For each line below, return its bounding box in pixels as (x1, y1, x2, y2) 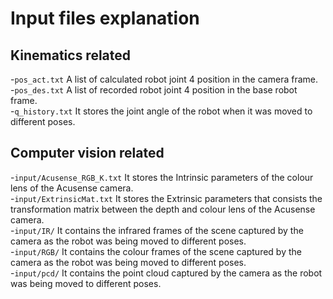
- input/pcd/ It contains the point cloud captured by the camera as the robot (10, 267, 323, 279)
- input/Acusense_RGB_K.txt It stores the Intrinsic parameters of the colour (10, 171, 314, 183)
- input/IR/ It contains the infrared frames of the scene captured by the (10, 224, 304, 236)
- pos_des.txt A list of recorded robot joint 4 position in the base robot (10, 84, 298, 96)
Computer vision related (10, 145, 165, 162)
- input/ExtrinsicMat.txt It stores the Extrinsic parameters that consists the (10, 192, 323, 204)
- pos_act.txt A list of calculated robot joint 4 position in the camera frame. (10, 73, 318, 85)
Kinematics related (10, 47, 132, 64)
